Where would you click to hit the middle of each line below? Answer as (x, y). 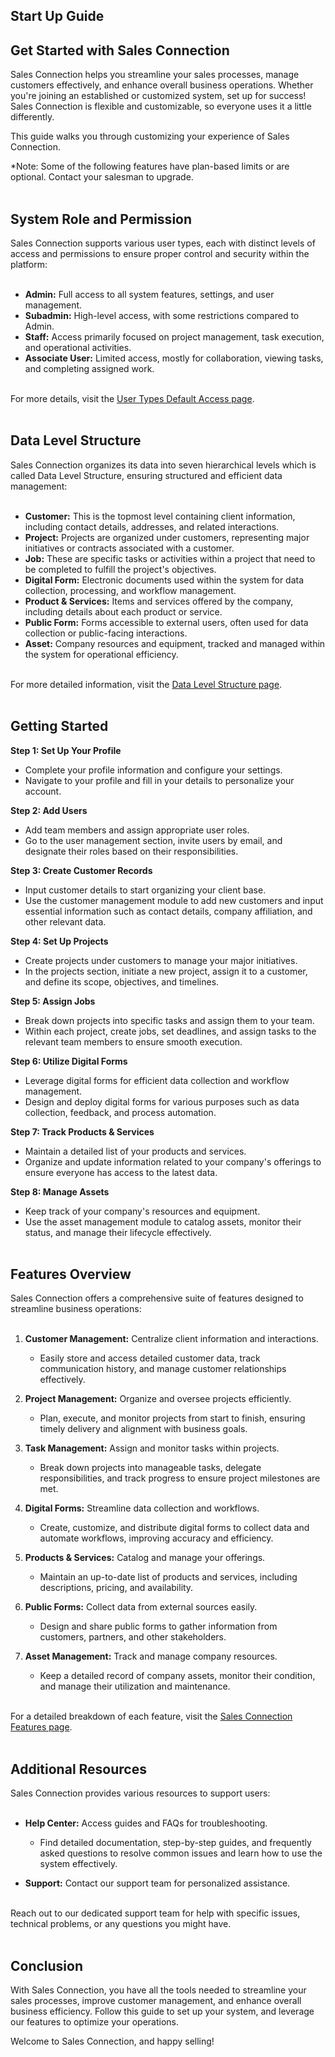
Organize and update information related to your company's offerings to (173, 1161)
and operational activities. (78, 348)
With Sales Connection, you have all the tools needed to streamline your (158, 1990)
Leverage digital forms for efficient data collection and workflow (157, 1080)
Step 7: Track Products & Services (82, 1131)
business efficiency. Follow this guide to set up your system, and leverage (162, 2011)
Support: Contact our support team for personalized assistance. (157, 1883)
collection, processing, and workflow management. (130, 590)
